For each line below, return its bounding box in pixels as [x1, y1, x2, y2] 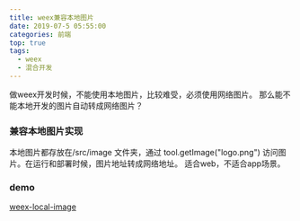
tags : [9, 47, 30, 56]
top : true [9, 38, 47, 48]
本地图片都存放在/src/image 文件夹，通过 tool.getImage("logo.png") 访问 [9, 147, 278, 158]
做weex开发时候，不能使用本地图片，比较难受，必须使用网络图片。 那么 [9, 89, 276, 100]
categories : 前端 [9, 30, 72, 39]
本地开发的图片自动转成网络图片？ [16, 100, 144, 110]
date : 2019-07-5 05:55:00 [9, 22, 106, 31]
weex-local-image [9, 201, 76, 212]
